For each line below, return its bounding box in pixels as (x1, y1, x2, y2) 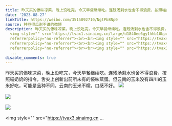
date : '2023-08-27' (5, 12, 47, 17)
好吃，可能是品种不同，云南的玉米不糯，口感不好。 (9, 82, 118, 89)
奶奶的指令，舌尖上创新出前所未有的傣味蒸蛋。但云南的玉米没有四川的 (14, 76, 162, 82)
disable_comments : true (5, 55, 56, 60)
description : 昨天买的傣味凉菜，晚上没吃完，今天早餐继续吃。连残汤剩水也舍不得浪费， (5, 27, 169, 32)
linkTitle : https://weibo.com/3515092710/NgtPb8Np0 (5, 17, 118, 22)
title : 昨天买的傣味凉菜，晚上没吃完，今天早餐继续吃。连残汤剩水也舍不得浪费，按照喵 (5, 7, 166, 13)
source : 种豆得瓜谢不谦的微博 (5, 22, 62, 27)
